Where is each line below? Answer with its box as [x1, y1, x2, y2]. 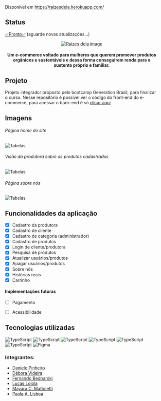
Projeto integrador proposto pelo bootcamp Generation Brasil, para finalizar [5, 90, 157, 95]
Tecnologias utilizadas [5, 324, 75, 332]
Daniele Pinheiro [12, 365, 45, 371]
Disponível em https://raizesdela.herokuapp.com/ [5, 4, 104, 10]
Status [5, 18, 26, 26]
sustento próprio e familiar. [54, 62, 110, 68]
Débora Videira [12, 370, 43, 376]
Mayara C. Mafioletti [12, 386, 53, 392]
